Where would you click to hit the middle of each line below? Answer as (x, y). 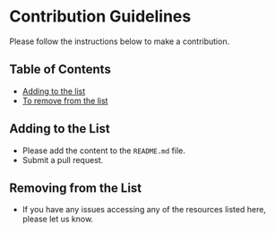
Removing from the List (76, 188)
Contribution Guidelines (100, 17)
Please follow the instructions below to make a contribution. (120, 41)
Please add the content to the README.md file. (104, 151)
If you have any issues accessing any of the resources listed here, (144, 210)
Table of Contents (60, 69)
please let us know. (58, 219)
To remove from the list (65, 100)
